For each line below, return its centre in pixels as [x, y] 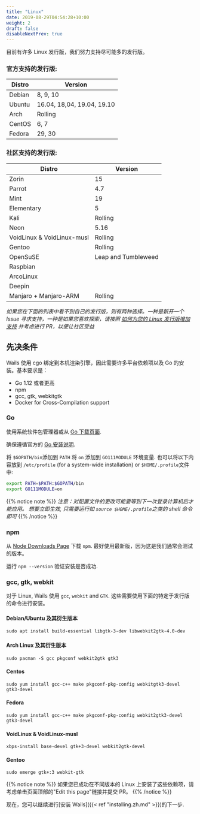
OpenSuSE [24, 257]
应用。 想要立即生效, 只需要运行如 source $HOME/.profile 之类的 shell [96, 509]
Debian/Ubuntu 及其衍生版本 [42, 618]
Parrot [18, 188]
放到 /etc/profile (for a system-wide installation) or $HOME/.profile [95, 465]
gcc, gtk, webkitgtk [39, 396]
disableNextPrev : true [34, 34]
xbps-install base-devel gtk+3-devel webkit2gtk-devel [76, 747]
